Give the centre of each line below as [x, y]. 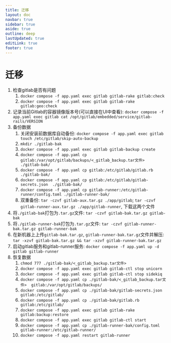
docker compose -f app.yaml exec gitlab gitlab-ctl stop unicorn [91, 268]
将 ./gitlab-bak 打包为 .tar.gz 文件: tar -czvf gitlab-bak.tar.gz [80, 213]
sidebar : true [20, 24]
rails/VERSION [28, 121]
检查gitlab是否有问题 [34, 90]
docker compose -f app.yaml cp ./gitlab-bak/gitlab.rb [80, 300]
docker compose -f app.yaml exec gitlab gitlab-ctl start [83, 320]
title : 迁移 [17, 10]
